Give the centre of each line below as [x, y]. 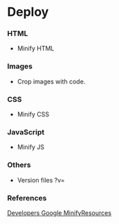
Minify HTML [36, 48]
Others [19, 165]
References [27, 198]
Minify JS [31, 147]
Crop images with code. [51, 81]
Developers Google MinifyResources [59, 213]
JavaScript [26, 132]
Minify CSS [33, 114]
